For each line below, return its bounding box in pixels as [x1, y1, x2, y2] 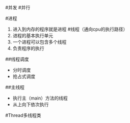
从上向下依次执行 [12, 102, 49, 107]
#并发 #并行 [5, 5, 31, 10]
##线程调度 [5, 56, 29, 62]
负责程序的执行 [12, 45, 44, 51]
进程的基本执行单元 [12, 33, 54, 38]
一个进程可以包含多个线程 [12, 39, 67, 45]
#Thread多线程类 [5, 112, 41, 118]
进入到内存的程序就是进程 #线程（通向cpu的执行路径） [12, 26, 128, 32]
